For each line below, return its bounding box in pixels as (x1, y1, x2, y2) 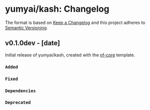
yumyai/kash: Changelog (5, 3, 109, 15)
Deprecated (5, 100, 31, 106)
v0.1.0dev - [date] (5, 39, 60, 47)
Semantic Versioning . (5, 24, 48, 30)
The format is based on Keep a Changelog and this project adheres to (5, 20, 146, 25)
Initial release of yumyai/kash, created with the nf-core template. (5, 52, 135, 58)
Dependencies (5, 88, 36, 93)
